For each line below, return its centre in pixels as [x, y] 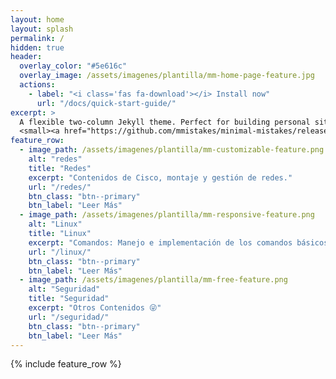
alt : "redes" [55, 159]
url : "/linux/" [60, 252]
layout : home [37, 19]
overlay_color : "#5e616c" [73, 66]
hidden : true [37, 47]
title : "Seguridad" [69, 299]
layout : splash [42, 29]
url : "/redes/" [60, 187]
